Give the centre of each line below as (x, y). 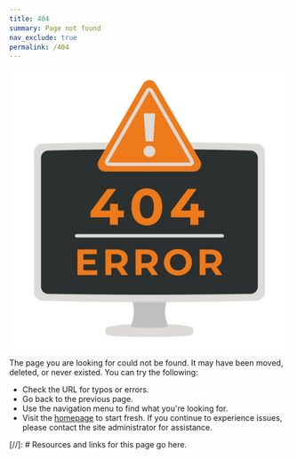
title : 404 (29, 19)
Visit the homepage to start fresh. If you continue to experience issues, (152, 418)
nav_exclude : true (43, 37)
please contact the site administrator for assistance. (117, 428)
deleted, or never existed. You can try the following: (104, 373)
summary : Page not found (55, 28)
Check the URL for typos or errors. (85, 390)
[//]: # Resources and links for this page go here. (98, 445)
